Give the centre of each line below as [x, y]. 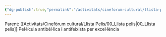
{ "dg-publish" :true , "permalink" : [39, 10]
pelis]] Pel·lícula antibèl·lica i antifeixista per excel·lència [62, 29]
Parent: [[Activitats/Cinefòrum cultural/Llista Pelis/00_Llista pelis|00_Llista [80, 24]
